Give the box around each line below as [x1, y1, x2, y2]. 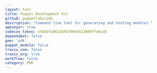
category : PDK [5, 61, 34, 65]
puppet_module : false [5, 43, 49, 48]
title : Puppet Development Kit [5, 12, 68, 16]
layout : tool [5, 7, 31, 12]
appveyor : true [5, 25, 36, 30]
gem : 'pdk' [5, 38, 27, 43]
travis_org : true [5, 51, 40, 57]
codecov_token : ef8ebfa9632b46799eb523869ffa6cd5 [5, 29, 108, 34]
